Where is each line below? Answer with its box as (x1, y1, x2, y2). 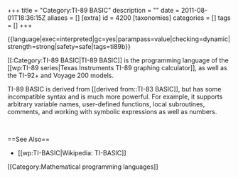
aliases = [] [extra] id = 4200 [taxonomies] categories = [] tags (47, 13, 231, 22)
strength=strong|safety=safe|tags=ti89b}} (7, 43, 131, 50)
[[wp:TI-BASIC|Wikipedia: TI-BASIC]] (17, 149, 126, 157)
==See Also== (7, 135, 50, 143)
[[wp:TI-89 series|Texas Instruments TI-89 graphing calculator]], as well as (7, 64, 227, 72)
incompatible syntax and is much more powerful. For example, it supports (7, 92, 223, 101)
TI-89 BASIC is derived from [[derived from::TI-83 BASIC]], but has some (7, 85, 222, 93)
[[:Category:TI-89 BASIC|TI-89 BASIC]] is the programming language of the (7, 56, 229, 65)
